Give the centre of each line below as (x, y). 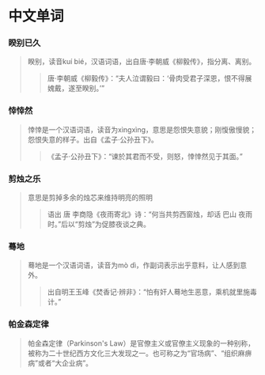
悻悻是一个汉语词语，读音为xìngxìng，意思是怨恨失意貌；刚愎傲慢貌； (142, 129)
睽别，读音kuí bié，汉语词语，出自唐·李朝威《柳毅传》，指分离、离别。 (142, 62)
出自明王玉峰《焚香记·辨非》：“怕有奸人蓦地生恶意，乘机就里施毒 (152, 292)
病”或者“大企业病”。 (60, 363)
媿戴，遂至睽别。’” (76, 89)
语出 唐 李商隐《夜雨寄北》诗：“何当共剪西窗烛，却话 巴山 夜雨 (150, 214)
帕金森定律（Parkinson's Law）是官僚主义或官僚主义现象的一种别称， (141, 343)
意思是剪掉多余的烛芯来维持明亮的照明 (90, 198)
